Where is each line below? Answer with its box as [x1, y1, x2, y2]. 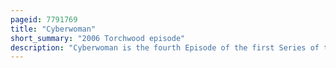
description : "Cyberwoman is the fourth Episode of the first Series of [10, 42, 320, 53]
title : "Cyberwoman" [10, 24, 97, 34]
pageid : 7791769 [10, 14, 78, 25]
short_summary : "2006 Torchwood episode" [10, 33, 186, 43]
